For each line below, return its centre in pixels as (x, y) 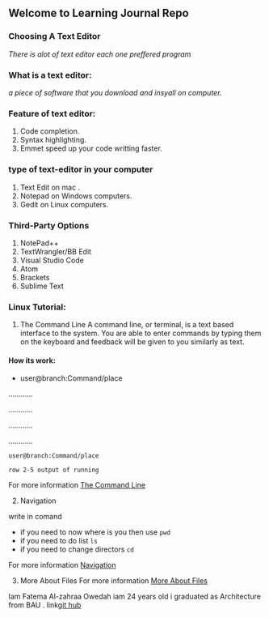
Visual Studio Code (52, 260)
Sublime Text (42, 286)
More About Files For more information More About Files (114, 581)
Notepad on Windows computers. (76, 196)
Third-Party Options (49, 225)
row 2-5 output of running (54, 470)
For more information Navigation (62, 565)
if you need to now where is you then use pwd (95, 532)
